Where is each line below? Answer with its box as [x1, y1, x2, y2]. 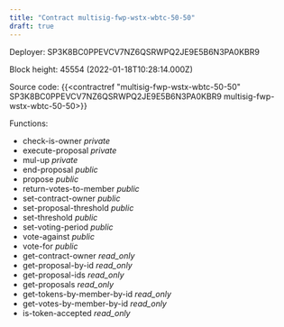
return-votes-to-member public [22, 183, 140, 194]
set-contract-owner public [22, 193, 121, 204]
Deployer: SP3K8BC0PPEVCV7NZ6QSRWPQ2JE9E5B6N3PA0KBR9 [9, 46, 260, 57]
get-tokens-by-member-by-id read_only [22, 288, 172, 299]
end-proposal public [22, 164, 99, 175]
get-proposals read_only [22, 278, 115, 289]
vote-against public [22, 231, 95, 241]
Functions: [9, 118, 49, 129]
